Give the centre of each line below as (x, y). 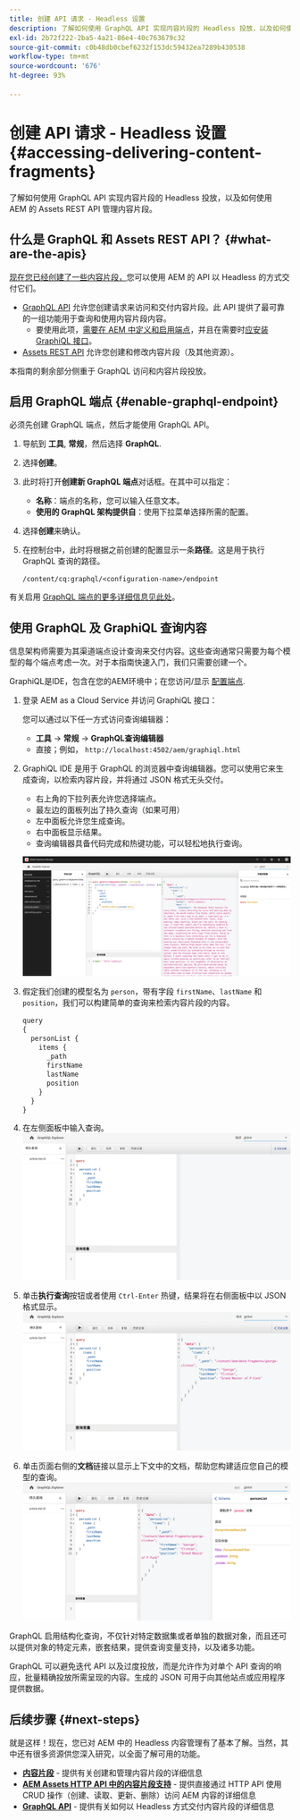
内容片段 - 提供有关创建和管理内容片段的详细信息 (112, 1773)
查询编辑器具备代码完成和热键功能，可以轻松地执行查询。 (141, 843)
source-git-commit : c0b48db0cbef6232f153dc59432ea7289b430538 (127, 47)
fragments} (53, 171)
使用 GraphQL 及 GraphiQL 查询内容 (108, 627)
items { (53, 1048)
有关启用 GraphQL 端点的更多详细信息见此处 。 (95, 597)
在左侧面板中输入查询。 (65, 1128)
